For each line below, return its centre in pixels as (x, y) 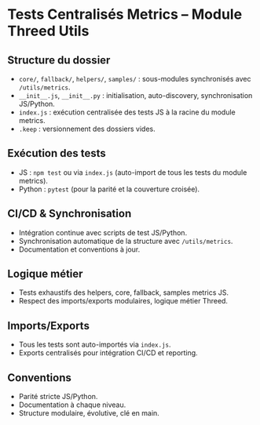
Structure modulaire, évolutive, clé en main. (89, 413)
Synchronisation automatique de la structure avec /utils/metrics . (126, 241)
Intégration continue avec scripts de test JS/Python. (103, 232)
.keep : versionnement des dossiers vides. (87, 129)
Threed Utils (48, 31)
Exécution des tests (57, 153)
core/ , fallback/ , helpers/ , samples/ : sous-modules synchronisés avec (135, 79)
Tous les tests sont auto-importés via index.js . (95, 345)
